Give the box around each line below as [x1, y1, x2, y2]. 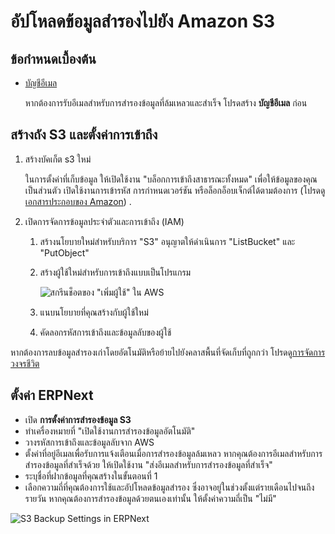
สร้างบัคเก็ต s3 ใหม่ [24, 153, 92, 165]
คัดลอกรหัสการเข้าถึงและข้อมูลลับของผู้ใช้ [39, 326, 172, 338]
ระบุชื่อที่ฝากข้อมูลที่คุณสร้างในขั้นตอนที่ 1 [24, 470, 158, 482]
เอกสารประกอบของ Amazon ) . [24, 195, 132, 207]
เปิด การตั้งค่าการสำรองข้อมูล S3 [24, 413, 132, 425]
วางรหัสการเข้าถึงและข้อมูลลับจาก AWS [24, 436, 155, 448]
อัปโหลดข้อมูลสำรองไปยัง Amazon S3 [10, 10, 276, 33]
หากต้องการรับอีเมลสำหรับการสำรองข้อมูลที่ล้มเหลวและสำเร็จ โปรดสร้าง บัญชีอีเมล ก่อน [24, 97, 308, 109]
